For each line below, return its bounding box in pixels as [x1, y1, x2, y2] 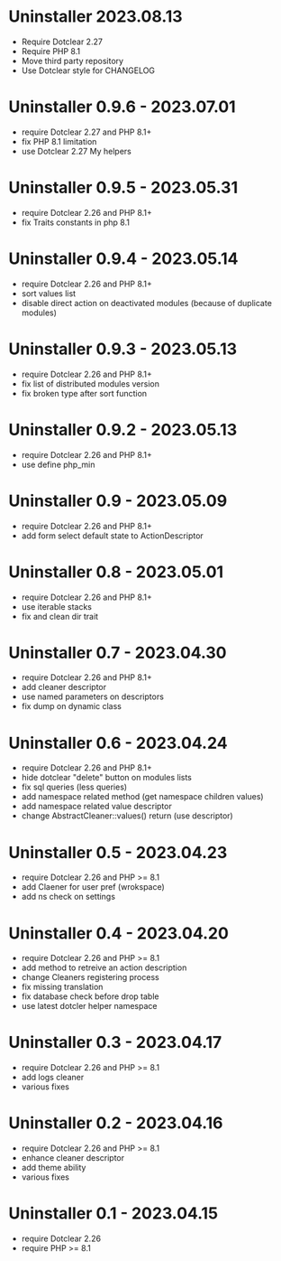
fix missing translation [21, 982, 104, 993]
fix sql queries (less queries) [21, 781, 128, 792]
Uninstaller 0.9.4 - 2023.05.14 [8, 248, 239, 268]
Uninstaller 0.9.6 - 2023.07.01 [8, 97, 236, 117]
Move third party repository [21, 55, 123, 66]
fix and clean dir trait [21, 611, 99, 621]
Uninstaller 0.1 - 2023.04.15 [8, 1203, 218, 1224]
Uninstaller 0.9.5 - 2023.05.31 [8, 178, 239, 198]
